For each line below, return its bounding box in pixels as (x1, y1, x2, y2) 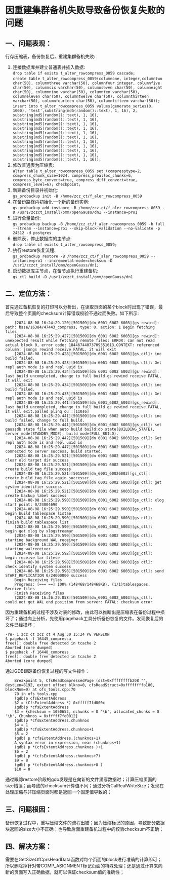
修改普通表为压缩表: (12, 162, 54, 168)
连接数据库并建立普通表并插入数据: (12, 64, 85, 70)
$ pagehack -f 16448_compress (5, 649, 69, 655)
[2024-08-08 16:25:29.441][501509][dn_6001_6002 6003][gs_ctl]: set (14, 422, 162, 427)
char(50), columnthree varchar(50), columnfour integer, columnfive (12, 81, 160, 86)
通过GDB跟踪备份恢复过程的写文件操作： (5, 668, 90, 674)
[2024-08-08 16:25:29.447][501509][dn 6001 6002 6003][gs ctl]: (14, 444, 153, 449)
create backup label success (5, 493, 67, 498)
